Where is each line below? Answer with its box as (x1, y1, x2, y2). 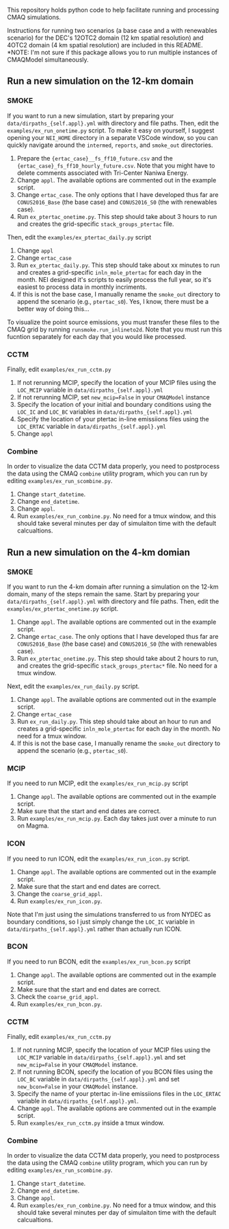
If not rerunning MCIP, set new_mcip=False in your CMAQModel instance (16, 393, 211, 401)
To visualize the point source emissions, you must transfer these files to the (7, 318, 220, 326)
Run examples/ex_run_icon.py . (16, 897, 103, 905)
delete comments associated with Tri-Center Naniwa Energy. (16, 168, 189, 177)
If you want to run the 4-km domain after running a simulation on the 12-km (7, 583, 219, 591)
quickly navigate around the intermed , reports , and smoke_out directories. (7, 141, 213, 149)
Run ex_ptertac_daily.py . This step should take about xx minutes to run (16, 261, 220, 269)
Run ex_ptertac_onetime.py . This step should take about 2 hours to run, (16, 654, 219, 662)
